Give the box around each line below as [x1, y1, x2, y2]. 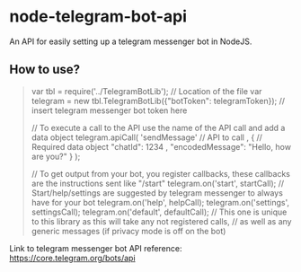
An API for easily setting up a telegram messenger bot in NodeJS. [9, 36, 252, 47]
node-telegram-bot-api [9, 6, 187, 27]
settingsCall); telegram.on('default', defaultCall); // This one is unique [31, 206, 288, 217]
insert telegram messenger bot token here [31, 105, 188, 116]
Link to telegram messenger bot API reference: [9, 242, 182, 253]
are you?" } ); [31, 151, 81, 162]
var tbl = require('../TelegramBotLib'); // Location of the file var [31, 85, 262, 96]
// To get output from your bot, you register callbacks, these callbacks [31, 168, 290, 179]
